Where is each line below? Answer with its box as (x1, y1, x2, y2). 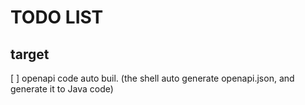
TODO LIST (10, 6, 104, 29)
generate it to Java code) (10, 83, 114, 95)
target (10, 46, 50, 63)
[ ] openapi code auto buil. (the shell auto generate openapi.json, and (10, 72, 295, 84)
